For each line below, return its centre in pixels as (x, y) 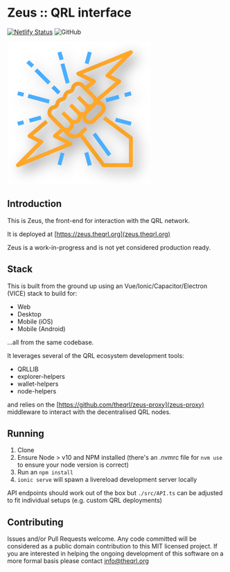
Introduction (35, 204)
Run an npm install (45, 472)
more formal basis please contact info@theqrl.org (78, 561)
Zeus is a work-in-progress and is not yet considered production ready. (109, 247)
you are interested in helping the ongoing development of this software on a (115, 554)
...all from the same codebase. (51, 342)
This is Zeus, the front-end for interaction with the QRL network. (99, 220)
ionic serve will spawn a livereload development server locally (107, 480)
